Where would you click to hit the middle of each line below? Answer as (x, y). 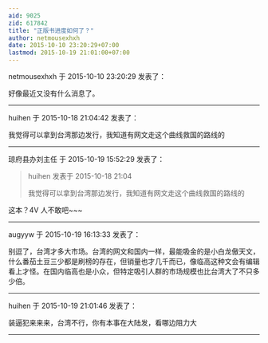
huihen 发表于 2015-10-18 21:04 (80, 176)
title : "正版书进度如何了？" (51, 30)
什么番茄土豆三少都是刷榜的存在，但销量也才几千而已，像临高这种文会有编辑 (134, 261)
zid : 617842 (28, 23)
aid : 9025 (25, 16)
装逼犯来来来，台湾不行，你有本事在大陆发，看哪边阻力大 (102, 323)
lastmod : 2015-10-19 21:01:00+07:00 (69, 53)
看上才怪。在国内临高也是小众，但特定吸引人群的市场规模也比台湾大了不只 (130, 271)
